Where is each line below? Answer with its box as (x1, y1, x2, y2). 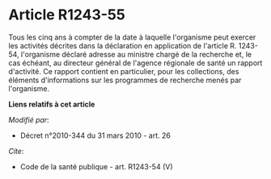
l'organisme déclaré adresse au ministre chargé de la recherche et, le (20, 49, 252, 59)
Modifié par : (8, 114, 50, 124)
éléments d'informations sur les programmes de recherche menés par (8, 75, 242, 85)
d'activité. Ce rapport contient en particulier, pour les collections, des (8, 66, 239, 76)
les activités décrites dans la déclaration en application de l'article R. (8, 40, 237, 50)
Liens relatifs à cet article (8, 99, 95, 109)
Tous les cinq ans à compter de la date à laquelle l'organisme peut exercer (8, 32, 256, 42)
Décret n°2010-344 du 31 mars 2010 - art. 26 (19, 131, 171, 140)
